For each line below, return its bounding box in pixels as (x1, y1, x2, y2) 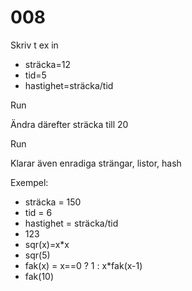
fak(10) (24, 270, 55, 282)
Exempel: (10, 176, 49, 188)
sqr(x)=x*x (24, 238, 70, 250)
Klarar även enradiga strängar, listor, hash (10, 157, 182, 169)
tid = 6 (24, 206, 53, 218)
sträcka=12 (24, 58, 71, 70)
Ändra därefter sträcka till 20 (10, 118, 129, 130)
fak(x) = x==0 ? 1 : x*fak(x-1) (24, 259, 143, 271)
